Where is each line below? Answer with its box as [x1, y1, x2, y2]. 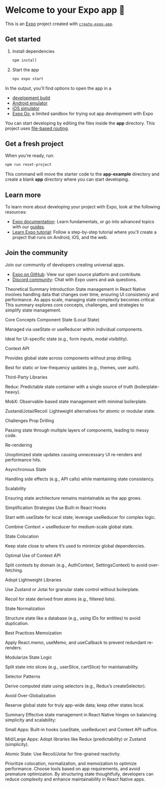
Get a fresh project [5, 139, 64, 148]
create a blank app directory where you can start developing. [5, 176, 130, 182]
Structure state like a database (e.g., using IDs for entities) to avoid [5, 615, 141, 621]
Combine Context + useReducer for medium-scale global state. [5, 523, 134, 530]
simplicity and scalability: [5, 717, 57, 723]
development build [12, 95, 50, 101]
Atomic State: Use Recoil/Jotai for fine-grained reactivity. [5, 750, 121, 757]
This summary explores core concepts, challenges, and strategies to [5, 302, 144, 308]
